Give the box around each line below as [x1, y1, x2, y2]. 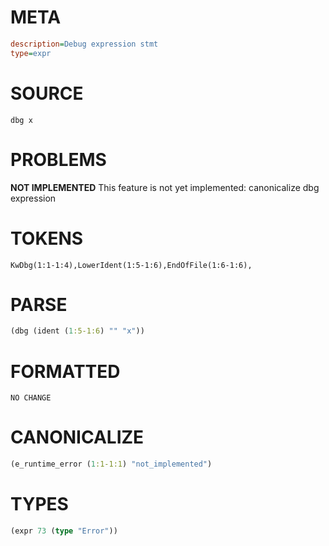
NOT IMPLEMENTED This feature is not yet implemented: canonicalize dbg [10, 181, 320, 193]
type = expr [10, 48, 52, 58]
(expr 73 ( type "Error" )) [10, 526, 118, 536]
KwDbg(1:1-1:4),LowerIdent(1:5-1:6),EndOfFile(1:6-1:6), [10, 260, 253, 270]
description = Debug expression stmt [10, 39, 159, 49]
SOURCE [10, 82, 84, 105]
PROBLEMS [10, 148, 107, 171]
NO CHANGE [10, 393, 52, 403]
